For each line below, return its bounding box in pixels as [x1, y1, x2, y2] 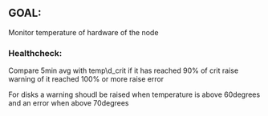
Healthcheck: [8, 47, 63, 58]
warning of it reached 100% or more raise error [8, 74, 164, 84]
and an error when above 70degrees [8, 98, 129, 108]
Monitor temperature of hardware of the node [8, 27, 159, 37]
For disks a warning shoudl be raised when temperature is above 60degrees [8, 90, 261, 99]
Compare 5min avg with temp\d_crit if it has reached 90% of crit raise [8, 66, 239, 75]
